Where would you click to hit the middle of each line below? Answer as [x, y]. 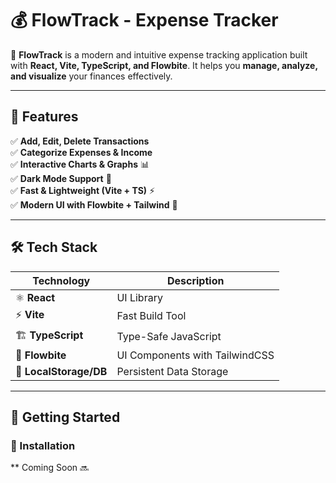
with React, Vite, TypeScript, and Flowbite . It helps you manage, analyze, [164, 65]
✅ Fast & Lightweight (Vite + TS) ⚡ [83, 190]
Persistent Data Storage [172, 371]
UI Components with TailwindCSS [195, 355]
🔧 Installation [43, 445]
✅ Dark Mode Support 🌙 [61, 178]
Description [195, 280]
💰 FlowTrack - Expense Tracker [144, 20]
